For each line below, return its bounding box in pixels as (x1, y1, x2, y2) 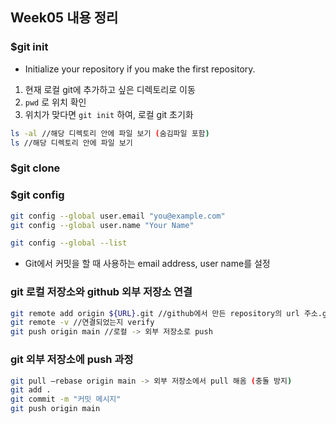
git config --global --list (10, 238, 128, 248)
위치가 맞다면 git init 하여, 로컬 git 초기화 (24, 108, 194, 120)
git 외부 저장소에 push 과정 (10, 353, 134, 367)
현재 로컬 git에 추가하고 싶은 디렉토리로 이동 (24, 83, 196, 95)
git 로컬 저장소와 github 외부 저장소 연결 (10, 285, 193, 299)
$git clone (10, 161, 61, 175)
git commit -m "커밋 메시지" (10, 394, 122, 405)
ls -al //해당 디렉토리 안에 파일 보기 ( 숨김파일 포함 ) (10, 128, 210, 138)
